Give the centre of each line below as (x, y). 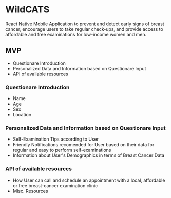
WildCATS (27, 9)
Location (22, 115)
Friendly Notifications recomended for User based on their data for (83, 145)
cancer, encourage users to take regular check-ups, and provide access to (84, 29)
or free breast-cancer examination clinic (55, 185)
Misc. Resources (30, 191)
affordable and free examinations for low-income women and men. (76, 34)
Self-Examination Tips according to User (56, 139)
